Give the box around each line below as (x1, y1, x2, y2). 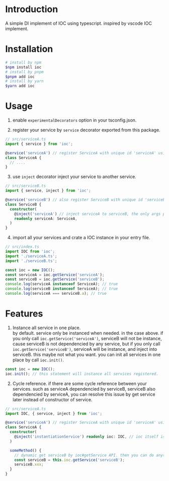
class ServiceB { (5, 202, 42, 207)
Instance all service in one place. (12, 325, 81, 331)
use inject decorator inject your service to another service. (12, 174, 137, 180)
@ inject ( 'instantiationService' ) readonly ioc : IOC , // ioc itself (14, 434, 158, 439)
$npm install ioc (5, 65, 42, 70)
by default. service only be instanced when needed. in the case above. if (12, 330, 163, 336)
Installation (5, 43, 53, 55)
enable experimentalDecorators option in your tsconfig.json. (12, 117, 137, 123)
